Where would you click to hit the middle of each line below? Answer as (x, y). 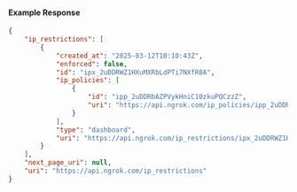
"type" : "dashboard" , (96, 130)
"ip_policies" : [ (88, 81)
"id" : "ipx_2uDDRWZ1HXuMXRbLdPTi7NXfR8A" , (135, 72)
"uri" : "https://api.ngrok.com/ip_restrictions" (116, 171)
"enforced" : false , (91, 64)
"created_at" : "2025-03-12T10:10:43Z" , (129, 56)
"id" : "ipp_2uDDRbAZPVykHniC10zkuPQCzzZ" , (167, 97)
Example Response (44, 12)
